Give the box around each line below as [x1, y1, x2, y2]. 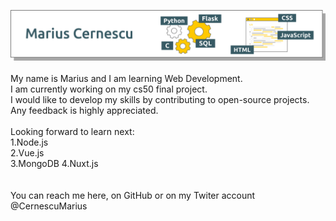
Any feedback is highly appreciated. [10, 104, 159, 116]
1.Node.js [10, 136, 49, 148]
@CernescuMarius [10, 200, 88, 212]
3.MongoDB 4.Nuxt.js [10, 157, 99, 169]
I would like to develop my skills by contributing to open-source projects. [10, 93, 310, 105]
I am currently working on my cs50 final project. [10, 83, 208, 95]
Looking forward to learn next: [10, 125, 135, 137]
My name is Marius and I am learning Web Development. [10, 72, 243, 84]
